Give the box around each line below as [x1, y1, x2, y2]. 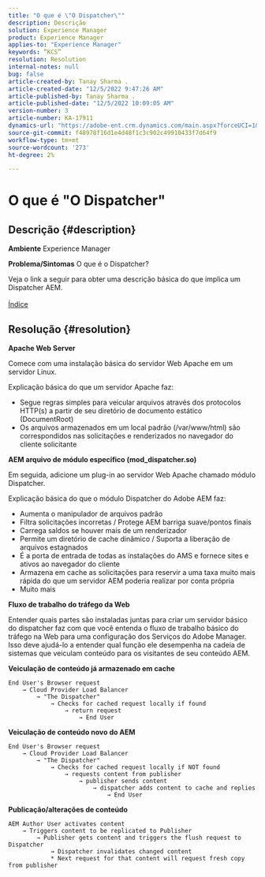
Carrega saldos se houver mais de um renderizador [19, 526, 188, 536]
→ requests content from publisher [64, 771, 181, 778]
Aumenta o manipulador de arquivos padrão [19, 509, 163, 519]
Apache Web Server [8, 344, 77, 353]
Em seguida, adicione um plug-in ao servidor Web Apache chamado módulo [8, 470, 256, 480]
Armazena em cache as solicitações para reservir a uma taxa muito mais [19, 568, 256, 577]
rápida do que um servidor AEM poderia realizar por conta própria [19, 577, 235, 586]
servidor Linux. [8, 368, 58, 377]
